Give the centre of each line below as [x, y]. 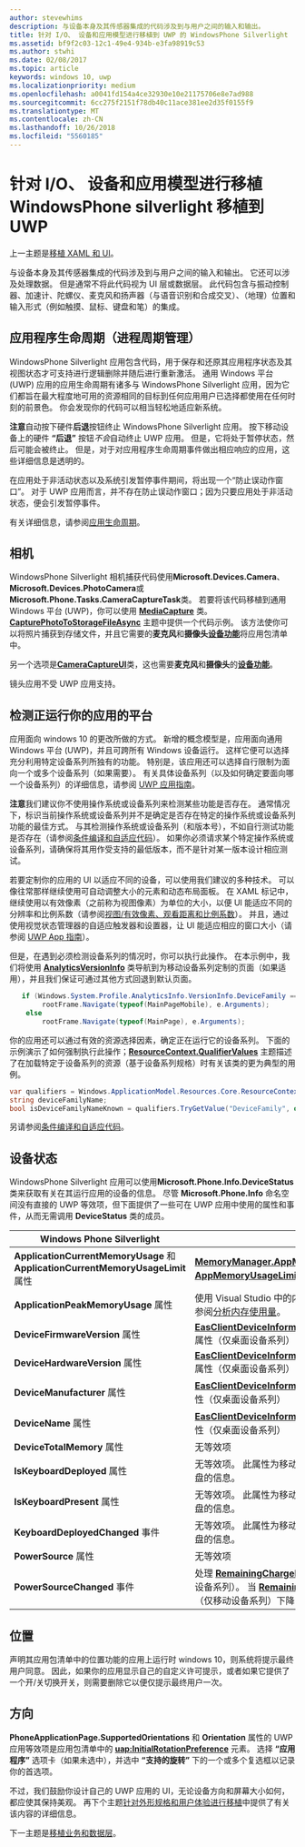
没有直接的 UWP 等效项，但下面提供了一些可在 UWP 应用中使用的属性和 [152, 1205]
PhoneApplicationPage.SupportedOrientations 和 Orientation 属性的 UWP [151, 1737]
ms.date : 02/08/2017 [49, 60]
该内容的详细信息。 [45, 1813]
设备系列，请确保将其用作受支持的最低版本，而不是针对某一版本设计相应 [144, 849]
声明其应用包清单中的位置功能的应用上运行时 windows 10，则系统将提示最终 [152, 1660]
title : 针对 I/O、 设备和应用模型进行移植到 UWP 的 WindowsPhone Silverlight [149, 35]
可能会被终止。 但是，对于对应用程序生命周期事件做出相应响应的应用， [149, 449]
